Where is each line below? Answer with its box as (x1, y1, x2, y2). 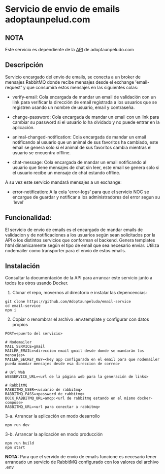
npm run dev (5, 423, 30, 428)
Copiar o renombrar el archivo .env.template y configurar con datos (12, 316, 149, 322)
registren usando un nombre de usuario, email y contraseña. (12, 104, 135, 110)
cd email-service (5, 304, 41, 308)
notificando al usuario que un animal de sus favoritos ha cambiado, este (12, 139, 159, 145)
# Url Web (5, 370, 26, 375)
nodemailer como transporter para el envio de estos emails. (5, 247, 127, 253)
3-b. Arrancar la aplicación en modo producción (5, 431, 103, 437)
